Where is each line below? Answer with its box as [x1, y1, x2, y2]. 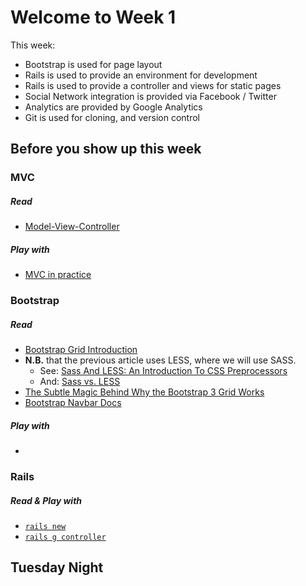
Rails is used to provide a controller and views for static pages [24, 79, 282, 91]
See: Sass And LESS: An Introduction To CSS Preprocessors [39, 365, 288, 377]
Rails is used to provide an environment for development [24, 69, 258, 81]
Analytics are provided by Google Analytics [24, 101, 203, 113]
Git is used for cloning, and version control [24, 111, 200, 123]
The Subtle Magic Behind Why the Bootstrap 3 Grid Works [24, 386, 265, 398]
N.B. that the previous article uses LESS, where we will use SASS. [24, 354, 297, 366]
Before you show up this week [10, 141, 202, 158]
